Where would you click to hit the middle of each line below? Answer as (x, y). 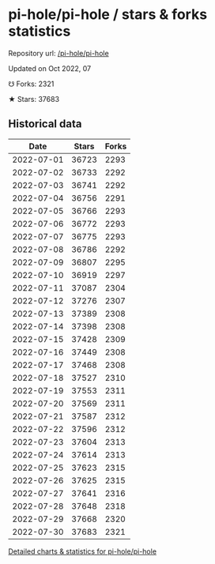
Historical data (45, 124)
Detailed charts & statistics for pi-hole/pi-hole (82, 551)
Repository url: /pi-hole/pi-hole (58, 53)
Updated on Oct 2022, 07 (50, 68)
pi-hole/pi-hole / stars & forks (108, 15)
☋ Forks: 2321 (31, 84)
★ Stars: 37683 (34, 99)
